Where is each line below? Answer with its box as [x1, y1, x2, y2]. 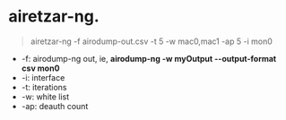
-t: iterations [21, 81, 67, 92]
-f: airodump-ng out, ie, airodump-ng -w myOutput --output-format [21, 53, 277, 64]
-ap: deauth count [21, 100, 89, 111]
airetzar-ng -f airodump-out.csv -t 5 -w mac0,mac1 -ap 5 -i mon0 [30, 36, 273, 47]
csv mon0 [21, 63, 60, 73]
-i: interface [21, 72, 65, 82]
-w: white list [21, 91, 70, 102]
